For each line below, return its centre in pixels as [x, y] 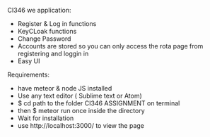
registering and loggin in [53, 53]
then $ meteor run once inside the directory [81, 111]
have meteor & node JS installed [65, 88]
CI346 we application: [40, 10]
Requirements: [28, 74]
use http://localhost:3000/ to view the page [81, 125]
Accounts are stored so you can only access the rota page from [110, 46]
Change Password [44, 39]
